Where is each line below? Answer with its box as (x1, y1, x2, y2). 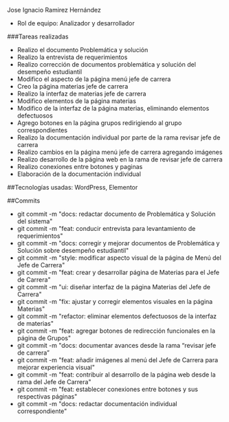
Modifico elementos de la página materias (17, 97, 136, 105)
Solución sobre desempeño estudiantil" (17, 247, 129, 254)
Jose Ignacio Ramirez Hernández (7, 6, 101, 14)
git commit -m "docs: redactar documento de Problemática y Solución (17, 210, 216, 218)
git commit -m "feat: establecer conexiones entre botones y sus (17, 385, 198, 393)
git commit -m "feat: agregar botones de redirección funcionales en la (17, 326, 215, 335)
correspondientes (17, 126, 67, 134)
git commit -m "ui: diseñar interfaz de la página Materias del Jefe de (17, 283, 211, 291)
